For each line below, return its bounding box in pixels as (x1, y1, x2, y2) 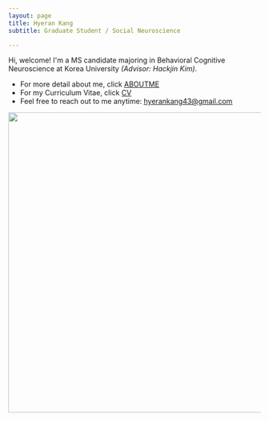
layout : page (8, 11, 52, 20)
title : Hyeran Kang (8, 19, 74, 27)
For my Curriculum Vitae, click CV (19, 88, 132, 98)
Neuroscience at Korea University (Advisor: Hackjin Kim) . (8, 64, 198, 74)
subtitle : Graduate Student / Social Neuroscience (8, 26, 181, 34)
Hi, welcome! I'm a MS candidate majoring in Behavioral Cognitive (8, 55, 226, 65)
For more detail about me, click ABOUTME (19, 79, 160, 89)
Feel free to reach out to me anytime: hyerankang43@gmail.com (19, 97, 233, 106)
